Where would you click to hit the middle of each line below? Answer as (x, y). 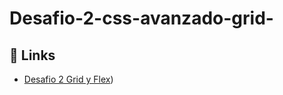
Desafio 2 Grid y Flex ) (68, 79)
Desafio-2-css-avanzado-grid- (141, 18)
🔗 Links (32, 55)
